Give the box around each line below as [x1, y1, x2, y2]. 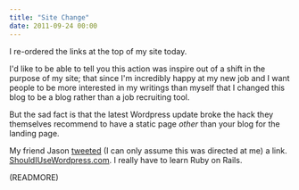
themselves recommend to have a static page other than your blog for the [9, 118, 280, 129]
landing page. [9, 128, 60, 138]
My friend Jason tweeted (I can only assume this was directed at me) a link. [9, 145, 287, 156]
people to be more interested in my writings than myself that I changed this [9, 82, 286, 93]
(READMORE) [9, 171, 60, 183]
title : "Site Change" [9, 12, 90, 22]
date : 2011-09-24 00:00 [9, 21, 98, 30]
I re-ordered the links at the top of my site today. [9, 45, 187, 56]
